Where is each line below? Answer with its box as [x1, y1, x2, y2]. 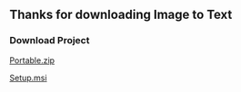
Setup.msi [9, 72, 47, 83]
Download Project [9, 34, 90, 47]
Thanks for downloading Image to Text [9, 7, 233, 23]
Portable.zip [9, 54, 55, 66]
